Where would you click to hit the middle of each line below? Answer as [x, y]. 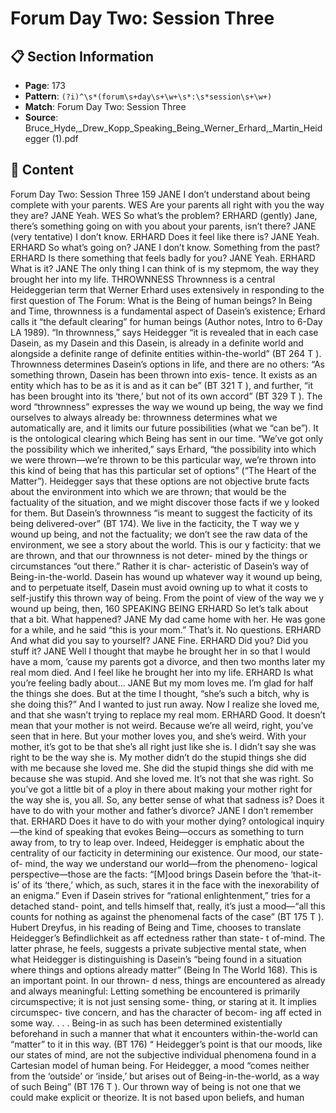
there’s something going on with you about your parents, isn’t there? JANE [163, 226]
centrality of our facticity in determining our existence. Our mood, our [153, 853]
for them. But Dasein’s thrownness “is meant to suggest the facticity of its [161, 513]
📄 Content [42, 170]
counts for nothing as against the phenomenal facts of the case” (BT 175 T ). [167, 916]
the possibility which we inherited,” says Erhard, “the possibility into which [163, 449]
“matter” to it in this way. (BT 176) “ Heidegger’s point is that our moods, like [166, 1044]
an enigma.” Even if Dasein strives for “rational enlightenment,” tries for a [160, 895]
